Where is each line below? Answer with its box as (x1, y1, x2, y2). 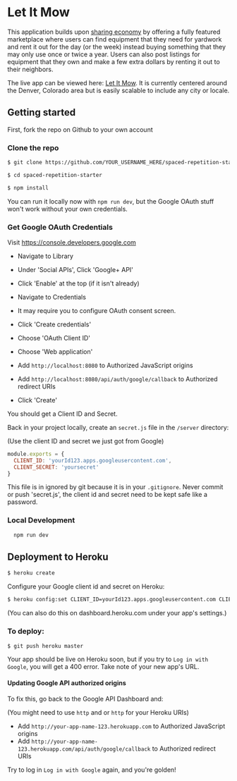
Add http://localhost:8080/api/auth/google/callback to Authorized (17, 374, 218, 383)
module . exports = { (7, 450, 65, 457)
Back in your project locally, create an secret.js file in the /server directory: (7, 423, 229, 431)
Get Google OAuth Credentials (7, 222, 113, 232)
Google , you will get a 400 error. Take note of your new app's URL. (7, 663, 200, 671)
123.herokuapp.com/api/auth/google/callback (17, 745, 151, 753)
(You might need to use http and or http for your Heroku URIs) (7, 708, 189, 716)
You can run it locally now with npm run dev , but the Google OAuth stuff (7, 197, 214, 205)
